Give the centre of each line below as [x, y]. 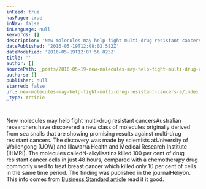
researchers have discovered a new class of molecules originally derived [98, 127]
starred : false [26, 87]
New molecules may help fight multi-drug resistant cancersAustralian [94, 120]
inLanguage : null [29, 29]
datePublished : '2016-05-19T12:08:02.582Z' [63, 47]
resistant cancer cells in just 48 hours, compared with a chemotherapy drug [102, 160]
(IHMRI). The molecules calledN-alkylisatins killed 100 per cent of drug [96, 153]
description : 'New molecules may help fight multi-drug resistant [93, 40]
